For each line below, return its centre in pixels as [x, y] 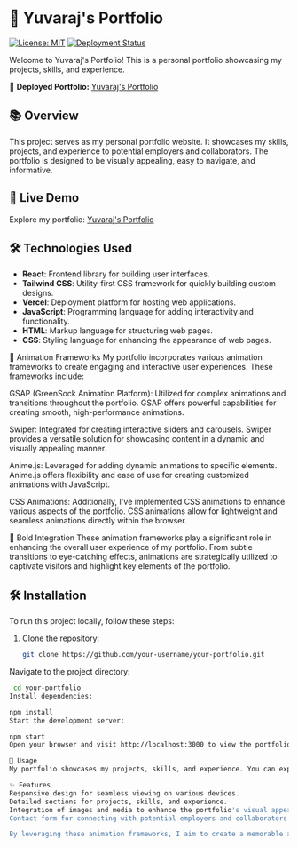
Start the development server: [67, 720]
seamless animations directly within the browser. [98, 521]
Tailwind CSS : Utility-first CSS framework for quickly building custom [149, 284]
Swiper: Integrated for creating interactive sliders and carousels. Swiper [141, 429]
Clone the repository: [61, 638]
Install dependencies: [51, 696]
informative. [31, 170]
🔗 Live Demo [44, 198]
